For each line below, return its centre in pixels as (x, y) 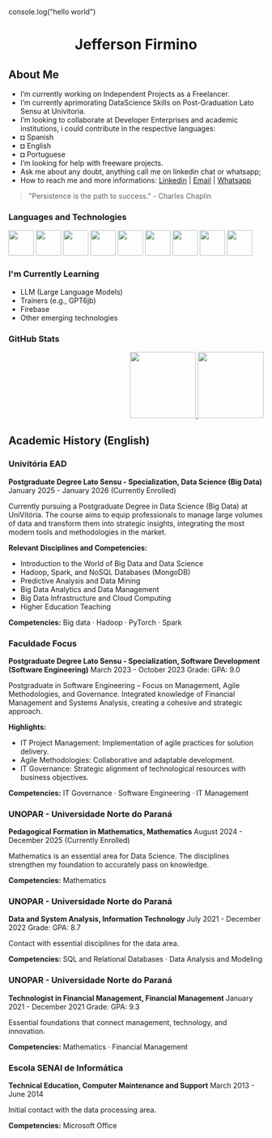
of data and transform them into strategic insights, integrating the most (126, 523)
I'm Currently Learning (54, 274)
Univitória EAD (38, 464)
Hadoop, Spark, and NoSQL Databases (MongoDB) (105, 572)
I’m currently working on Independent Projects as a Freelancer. (125, 94)
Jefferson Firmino (136, 45)
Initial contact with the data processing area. (82, 1110)
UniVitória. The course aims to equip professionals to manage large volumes (136, 514)
